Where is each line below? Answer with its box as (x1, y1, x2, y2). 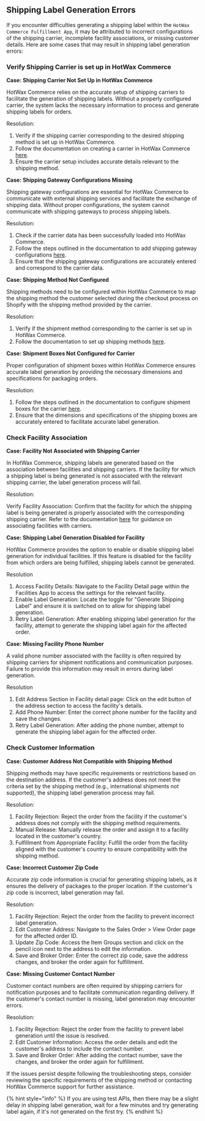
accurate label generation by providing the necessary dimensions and (6, 368, 182, 376)
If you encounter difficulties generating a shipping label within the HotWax (6, 21, 190, 28)
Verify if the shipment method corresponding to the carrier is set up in (15, 325, 192, 332)
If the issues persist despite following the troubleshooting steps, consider (6, 1069, 192, 1077)
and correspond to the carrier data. (15, 264, 105, 272)
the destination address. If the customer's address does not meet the (6, 776, 181, 783)
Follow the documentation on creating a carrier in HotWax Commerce (15, 145, 191, 152)
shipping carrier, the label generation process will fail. (6, 479, 142, 486)
